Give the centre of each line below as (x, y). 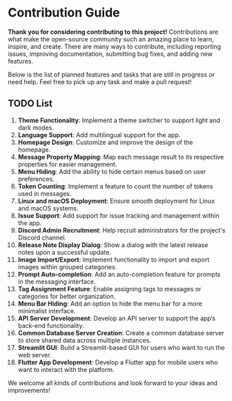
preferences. (36, 179)
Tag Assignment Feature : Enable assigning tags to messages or (109, 288)
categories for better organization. (67, 296)
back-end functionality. (51, 325)
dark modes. (36, 127)
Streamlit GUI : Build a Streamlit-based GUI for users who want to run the (121, 347)
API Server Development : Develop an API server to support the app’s (117, 318)
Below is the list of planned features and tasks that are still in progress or (112, 75)
